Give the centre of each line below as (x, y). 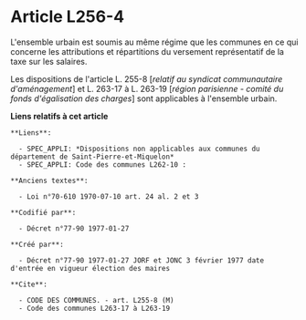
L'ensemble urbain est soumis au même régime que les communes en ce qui (154, 42)
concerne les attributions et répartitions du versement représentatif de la (147, 51)
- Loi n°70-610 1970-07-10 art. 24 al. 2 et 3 (109, 196)
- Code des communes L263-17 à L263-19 (95, 308)
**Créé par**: (37, 244)
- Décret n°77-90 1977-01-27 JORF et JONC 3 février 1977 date (141, 260)
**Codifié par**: (43, 212)
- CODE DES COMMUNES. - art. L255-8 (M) (96, 300)
